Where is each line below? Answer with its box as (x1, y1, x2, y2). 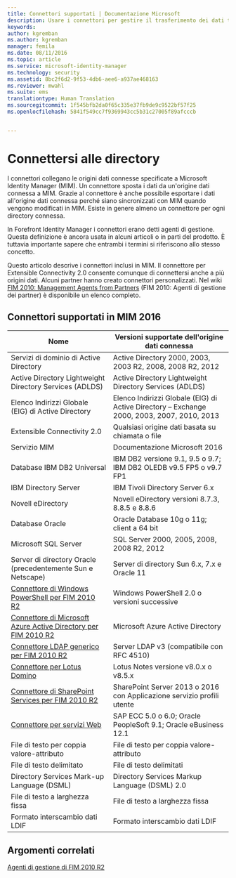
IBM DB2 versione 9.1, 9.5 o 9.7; (112, 454, 221, 464)
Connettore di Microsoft (11, 612, 90, 622)
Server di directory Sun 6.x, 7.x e (112, 559, 222, 569)
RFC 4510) (112, 650, 150, 660)
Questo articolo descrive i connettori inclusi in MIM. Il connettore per (7, 261, 206, 269)
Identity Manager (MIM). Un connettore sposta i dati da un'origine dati (7, 181, 210, 190)
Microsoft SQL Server (11, 539, 82, 549)
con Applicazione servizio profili (112, 690, 219, 700)
